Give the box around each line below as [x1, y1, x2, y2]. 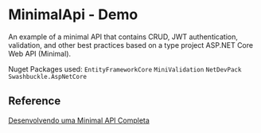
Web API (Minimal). [8, 49, 72, 58]
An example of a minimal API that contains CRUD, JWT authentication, [8, 32, 239, 41]
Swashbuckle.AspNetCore [8, 72, 88, 80]
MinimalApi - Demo [8, 6, 138, 24]
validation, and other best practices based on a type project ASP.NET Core [8, 40, 253, 49]
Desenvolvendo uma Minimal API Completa [8, 115, 150, 125]
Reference [8, 94, 61, 108]
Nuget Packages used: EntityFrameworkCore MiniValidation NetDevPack [8, 64, 242, 73]
